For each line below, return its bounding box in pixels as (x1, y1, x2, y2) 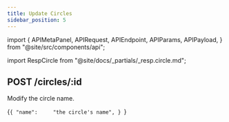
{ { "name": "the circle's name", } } (7, 108, 127, 116)
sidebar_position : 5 (7, 17, 67, 23)
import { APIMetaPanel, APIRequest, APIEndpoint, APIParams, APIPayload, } (7, 35, 223, 43)
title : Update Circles (7, 10, 72, 17)
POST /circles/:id (7, 76, 83, 88)
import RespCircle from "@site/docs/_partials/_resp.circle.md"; (7, 56, 186, 64)
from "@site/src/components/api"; (7, 43, 106, 51)
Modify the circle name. (7, 94, 74, 103)
